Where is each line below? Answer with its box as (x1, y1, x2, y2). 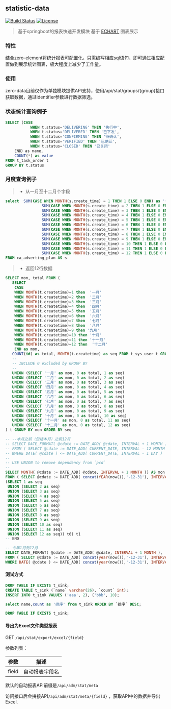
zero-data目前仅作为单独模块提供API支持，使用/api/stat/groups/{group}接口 (5, 88, 165, 94)
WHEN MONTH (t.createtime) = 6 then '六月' (14, 313, 102, 319)
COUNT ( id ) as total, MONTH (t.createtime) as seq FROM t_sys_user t (12, 352, 158, 357)
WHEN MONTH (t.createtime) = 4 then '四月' (14, 304, 102, 309)
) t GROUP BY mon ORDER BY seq (5, 427, 72, 433)
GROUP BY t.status (5, 163, 44, 168)
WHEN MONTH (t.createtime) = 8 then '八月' (14, 323, 102, 328)
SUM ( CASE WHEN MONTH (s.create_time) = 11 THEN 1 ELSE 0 (41, 246, 163, 251)
